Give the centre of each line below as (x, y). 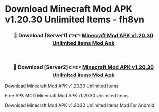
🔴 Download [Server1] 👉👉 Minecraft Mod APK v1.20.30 (83, 36)
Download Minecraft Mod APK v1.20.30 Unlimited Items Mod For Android (80, 105)
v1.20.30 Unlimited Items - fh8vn (75, 19)
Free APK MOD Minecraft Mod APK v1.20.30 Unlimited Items (67, 95)
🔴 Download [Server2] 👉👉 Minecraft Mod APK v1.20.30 (83, 67)
